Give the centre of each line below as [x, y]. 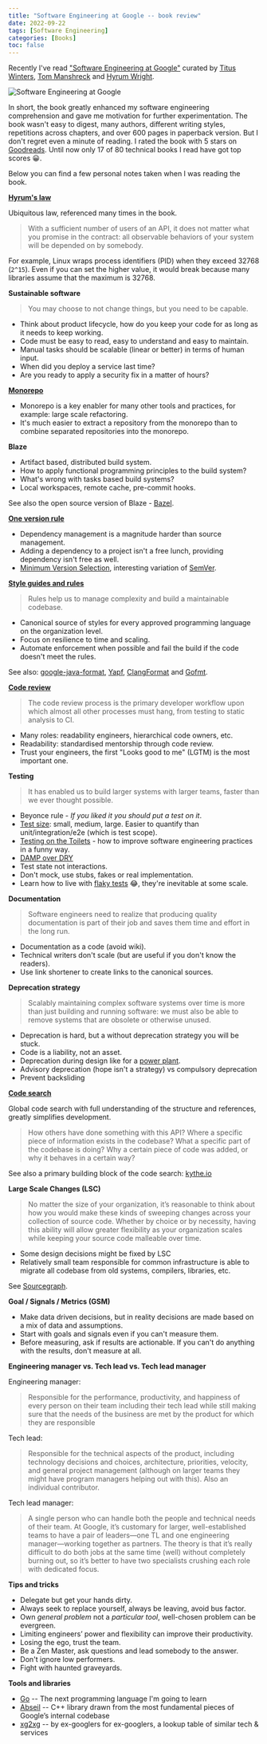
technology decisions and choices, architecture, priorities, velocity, [138, 1462]
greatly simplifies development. [60, 1117]
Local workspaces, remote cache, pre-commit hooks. [108, 488]
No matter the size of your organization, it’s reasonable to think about [141, 1204]
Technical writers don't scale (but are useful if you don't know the [128, 955]
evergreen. [37, 1626]
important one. [44, 761]
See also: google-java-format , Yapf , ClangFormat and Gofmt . [108, 672]
